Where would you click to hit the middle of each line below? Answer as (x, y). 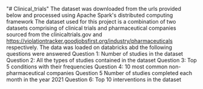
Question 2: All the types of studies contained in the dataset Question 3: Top (101, 60)
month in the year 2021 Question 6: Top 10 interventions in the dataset (94, 79)
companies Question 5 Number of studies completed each (119, 73)
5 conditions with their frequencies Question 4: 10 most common (87, 67)
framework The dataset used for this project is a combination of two (91, 21)
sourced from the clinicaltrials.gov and (54, 35)
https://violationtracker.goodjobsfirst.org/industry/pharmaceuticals (89, 41)
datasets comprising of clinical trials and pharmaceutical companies (92, 28)
